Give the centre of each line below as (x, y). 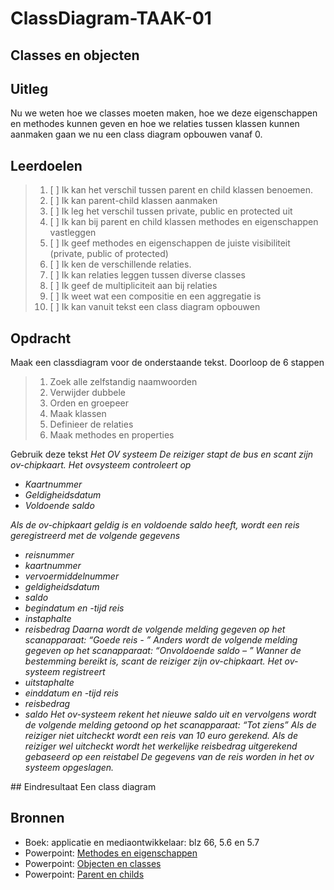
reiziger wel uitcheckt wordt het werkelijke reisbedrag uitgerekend (161, 746)
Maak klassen (78, 414)
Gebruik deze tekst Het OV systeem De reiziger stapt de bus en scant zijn (162, 454)
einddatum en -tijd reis (71, 693)
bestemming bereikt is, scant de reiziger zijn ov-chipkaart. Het (153, 661)
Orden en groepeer (89, 403)
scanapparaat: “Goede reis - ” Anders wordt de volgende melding (161, 640)
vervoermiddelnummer (72, 576)
